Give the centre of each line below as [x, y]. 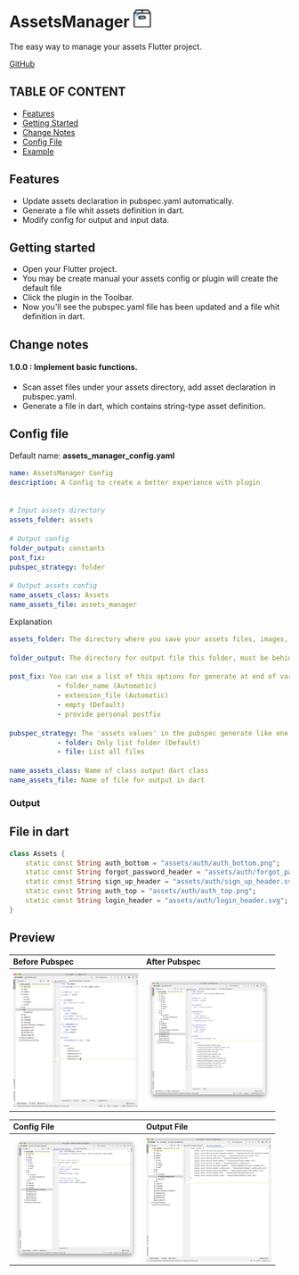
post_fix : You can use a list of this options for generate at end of [143, 677]
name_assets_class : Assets [59, 596]
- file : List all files [101, 752]
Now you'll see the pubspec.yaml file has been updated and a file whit [151, 307]
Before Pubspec [43, 962]
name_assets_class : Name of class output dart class [109, 771]
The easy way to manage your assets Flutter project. [105, 46]
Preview [32, 938]
